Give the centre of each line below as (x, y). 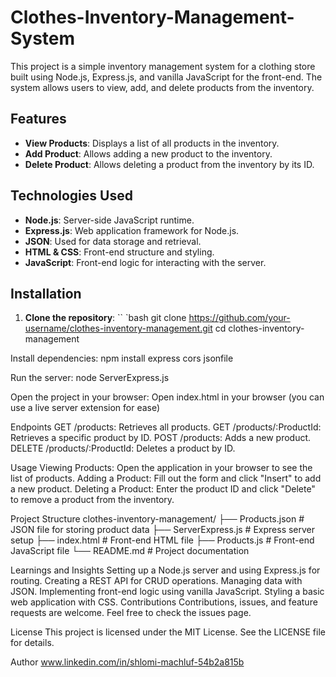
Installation (46, 293)
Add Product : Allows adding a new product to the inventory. (148, 153)
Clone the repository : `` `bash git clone (105, 318)
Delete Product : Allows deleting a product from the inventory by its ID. (169, 164)
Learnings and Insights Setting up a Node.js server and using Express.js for (165, 570)
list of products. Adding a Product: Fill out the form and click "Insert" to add (166, 478)
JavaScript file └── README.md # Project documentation (130, 551)
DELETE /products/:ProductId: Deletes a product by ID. (123, 448)
